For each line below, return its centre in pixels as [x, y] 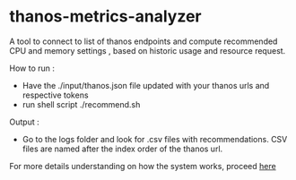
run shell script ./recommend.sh [81, 104]
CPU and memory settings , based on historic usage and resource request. [148, 50]
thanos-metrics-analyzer [105, 17]
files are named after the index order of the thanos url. [122, 149]
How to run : [32, 68]
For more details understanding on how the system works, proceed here [143, 166]
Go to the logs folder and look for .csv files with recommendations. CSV [155, 139]
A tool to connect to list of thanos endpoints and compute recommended [144, 41]
